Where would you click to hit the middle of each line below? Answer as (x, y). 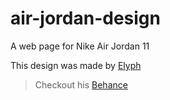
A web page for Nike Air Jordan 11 (80, 46)
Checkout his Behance (81, 84)
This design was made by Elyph (76, 65)
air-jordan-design (85, 18)
